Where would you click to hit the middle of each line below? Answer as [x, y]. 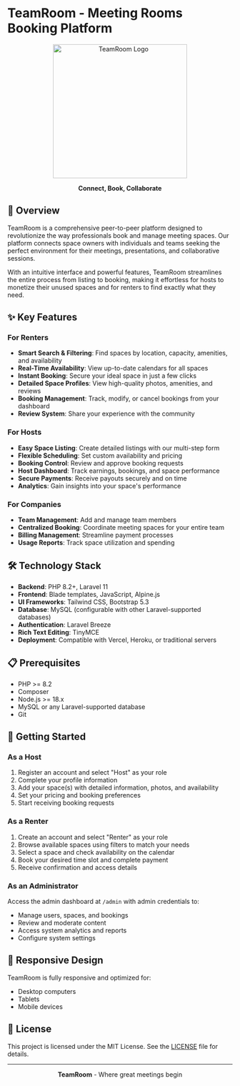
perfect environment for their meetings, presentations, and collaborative [114, 251]
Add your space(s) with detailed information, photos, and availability [118, 788]
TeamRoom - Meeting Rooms [95, 13]
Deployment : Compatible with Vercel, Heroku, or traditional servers [117, 640]
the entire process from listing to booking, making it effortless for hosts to [116, 279]
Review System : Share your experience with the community [106, 414]
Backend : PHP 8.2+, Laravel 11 [63, 586]
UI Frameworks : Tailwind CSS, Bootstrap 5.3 [83, 602]
